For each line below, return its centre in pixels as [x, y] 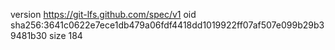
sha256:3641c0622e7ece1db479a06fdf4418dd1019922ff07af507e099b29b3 [167, 25]
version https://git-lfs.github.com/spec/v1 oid [103, 14]
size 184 [66, 35]
